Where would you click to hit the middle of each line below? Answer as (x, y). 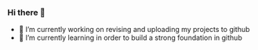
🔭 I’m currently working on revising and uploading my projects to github (134, 30)
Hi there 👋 (27, 12)
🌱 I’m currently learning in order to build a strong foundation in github (130, 37)
